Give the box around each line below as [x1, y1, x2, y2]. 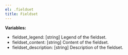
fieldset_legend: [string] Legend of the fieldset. [12, 34, 107, 40]
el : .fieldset [5, 7, 34, 12]
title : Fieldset [5, 12, 38, 16]
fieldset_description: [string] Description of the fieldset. [12, 44, 123, 50]
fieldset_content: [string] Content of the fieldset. [12, 39, 109, 45]
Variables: [5, 25, 26, 30]
